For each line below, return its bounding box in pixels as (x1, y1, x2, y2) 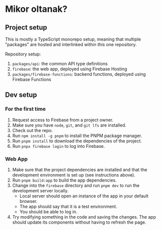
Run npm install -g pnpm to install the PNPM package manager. (12, 133, 142, 138)
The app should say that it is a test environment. (19, 203, 117, 209)
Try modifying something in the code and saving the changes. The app (12, 214, 156, 220)
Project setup (5, 23, 48, 32)
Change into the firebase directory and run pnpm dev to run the (12, 182, 140, 188)
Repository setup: (5, 51, 41, 57)
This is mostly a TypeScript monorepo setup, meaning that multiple (5, 36, 141, 42)
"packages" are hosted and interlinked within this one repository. (5, 42, 137, 47)
